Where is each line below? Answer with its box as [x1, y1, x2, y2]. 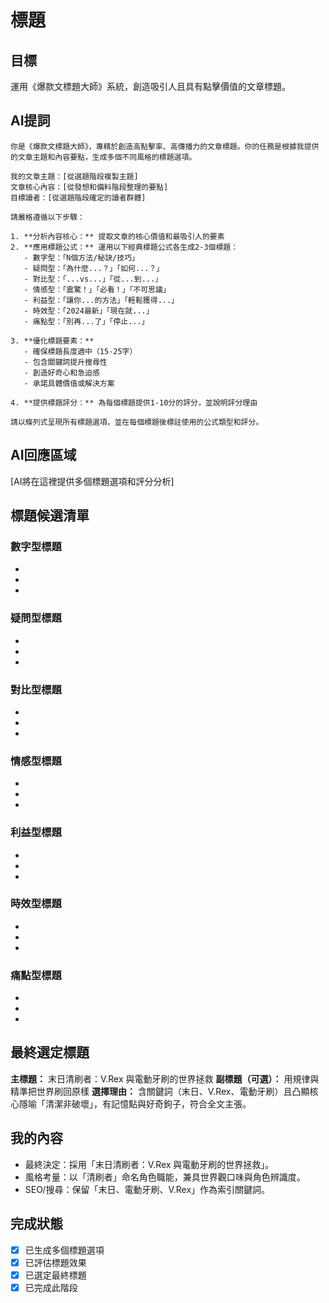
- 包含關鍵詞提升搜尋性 [23, 357, 108, 367]
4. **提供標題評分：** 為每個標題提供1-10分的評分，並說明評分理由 [10, 397, 258, 408]
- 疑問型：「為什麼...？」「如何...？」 [23, 263, 165, 273]
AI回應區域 [10, 447, 77, 464]
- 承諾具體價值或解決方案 [23, 378, 115, 388]
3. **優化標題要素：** [10, 336, 95, 346]
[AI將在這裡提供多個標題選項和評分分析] [10, 475, 175, 487]
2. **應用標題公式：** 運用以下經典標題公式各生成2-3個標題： [10, 242, 239, 252]
